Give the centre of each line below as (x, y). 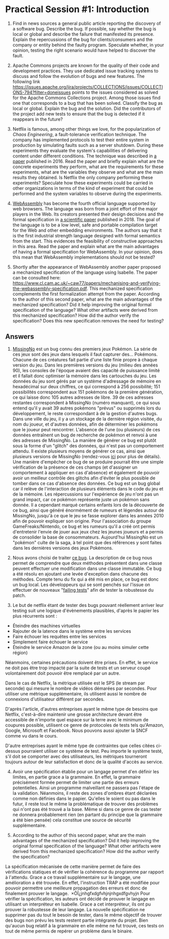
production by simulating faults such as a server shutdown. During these (88, 145)
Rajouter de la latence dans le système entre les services (72, 631)
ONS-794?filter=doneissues (42, 92)
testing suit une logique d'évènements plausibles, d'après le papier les (86, 610)
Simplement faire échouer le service (50, 642)
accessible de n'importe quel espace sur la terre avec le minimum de (77, 719)
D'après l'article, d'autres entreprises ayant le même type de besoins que (81, 709)
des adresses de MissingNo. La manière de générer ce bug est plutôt (84, 440)
